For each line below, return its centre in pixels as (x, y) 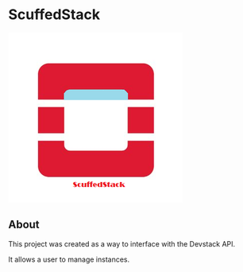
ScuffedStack (54, 15)
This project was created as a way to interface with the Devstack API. (122, 243)
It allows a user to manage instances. (69, 259)
